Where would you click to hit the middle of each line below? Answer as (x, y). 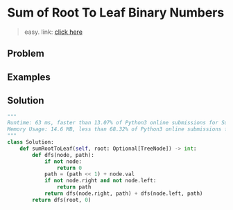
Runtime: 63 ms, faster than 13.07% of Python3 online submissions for (113, 123)
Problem (26, 54)
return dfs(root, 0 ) (62, 200)
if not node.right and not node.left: (100, 181)
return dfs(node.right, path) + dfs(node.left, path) (123, 194)
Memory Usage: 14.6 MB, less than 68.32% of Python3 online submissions (114, 129)
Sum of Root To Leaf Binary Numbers (116, 13)
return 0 (69, 168)
